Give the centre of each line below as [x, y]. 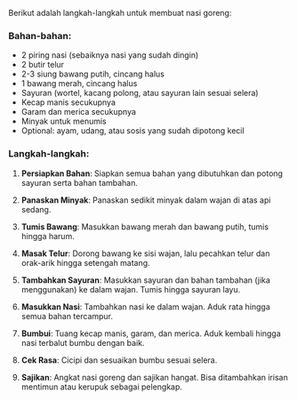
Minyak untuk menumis [64, 121]
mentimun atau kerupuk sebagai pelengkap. [102, 387]
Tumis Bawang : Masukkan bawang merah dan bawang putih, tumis [144, 227]
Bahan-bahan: [40, 36]
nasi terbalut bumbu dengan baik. [83, 342]
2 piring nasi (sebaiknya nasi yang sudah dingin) [110, 55]
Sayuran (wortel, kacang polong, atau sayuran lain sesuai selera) [140, 93]
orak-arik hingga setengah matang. [85, 262]
